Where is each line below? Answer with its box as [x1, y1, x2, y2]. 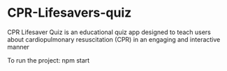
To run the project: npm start [7, 56, 90, 64]
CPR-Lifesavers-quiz [7, 5, 132, 21]
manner [7, 42, 30, 51]
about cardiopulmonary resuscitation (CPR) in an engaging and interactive [7, 35, 221, 43]
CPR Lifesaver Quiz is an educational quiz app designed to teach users [7, 28, 212, 36]
